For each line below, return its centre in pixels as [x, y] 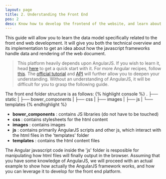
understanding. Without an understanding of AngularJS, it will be [84, 79]
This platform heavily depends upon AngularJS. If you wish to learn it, [89, 63]
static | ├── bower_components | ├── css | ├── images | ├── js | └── [79, 99]
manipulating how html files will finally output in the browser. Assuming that [83, 156]
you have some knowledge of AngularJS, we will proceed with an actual [79, 161]
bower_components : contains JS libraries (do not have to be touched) [85, 114]
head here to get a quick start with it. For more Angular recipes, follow [89, 69]
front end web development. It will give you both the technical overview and [83, 43]
